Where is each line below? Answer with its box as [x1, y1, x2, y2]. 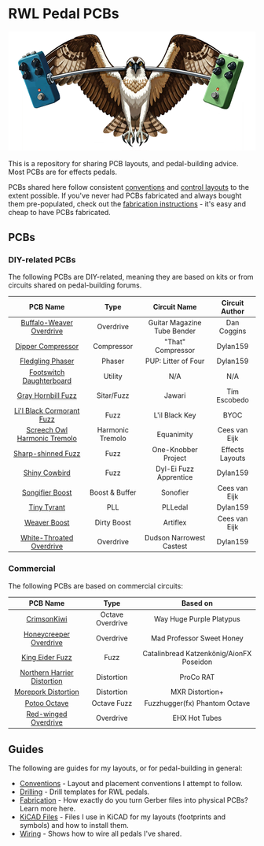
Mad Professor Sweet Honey [150, 633, 244, 643]
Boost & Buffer [89, 488, 137, 497]
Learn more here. [19, 804, 76, 814]
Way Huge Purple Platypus [154, 614, 241, 623]
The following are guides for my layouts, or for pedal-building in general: [8, 763, 243, 773]
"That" [164, 337, 186, 347]
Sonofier [160, 488, 189, 497]
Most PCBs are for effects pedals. [8, 167, 118, 177]
